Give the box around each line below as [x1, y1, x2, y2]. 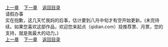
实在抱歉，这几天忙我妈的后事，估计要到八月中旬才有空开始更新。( [5, 17, 146, 23]
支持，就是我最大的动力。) [5, 30, 59, 36]
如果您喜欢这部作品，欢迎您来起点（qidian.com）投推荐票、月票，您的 [14, 24, 163, 30]
